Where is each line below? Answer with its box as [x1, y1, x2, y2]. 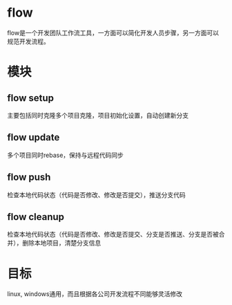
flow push [7, 172, 51, 183]
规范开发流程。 [7, 37, 50, 46]
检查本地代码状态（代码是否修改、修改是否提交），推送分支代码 [7, 190, 186, 198]
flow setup [7, 92, 54, 104]
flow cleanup [7, 211, 64, 223]
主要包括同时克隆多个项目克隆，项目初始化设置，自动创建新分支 [7, 111, 188, 119]
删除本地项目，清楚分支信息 [21, 239, 101, 247]
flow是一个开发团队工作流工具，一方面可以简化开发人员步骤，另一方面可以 [7, 28, 220, 37]
